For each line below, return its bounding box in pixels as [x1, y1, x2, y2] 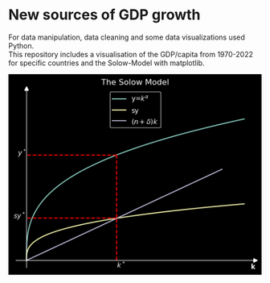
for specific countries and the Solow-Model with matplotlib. [8, 58, 205, 68]
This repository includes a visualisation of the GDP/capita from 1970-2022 [8, 49, 253, 59]
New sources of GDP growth [8, 6, 201, 24]
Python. [8, 40, 35, 50]
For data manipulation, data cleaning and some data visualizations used [8, 32, 245, 42]
